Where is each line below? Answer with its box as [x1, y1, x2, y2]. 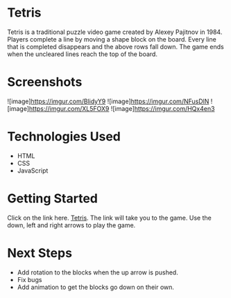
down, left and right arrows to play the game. [7, 220, 136, 229]
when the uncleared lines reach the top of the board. [7, 50, 158, 58]
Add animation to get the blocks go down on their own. [17, 283, 175, 291]
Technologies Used [7, 129, 121, 145]
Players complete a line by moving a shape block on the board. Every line [7, 35, 216, 43]
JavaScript [17, 166, 49, 175]
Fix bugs [17, 275, 42, 283]
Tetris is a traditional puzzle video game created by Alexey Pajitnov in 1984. [7, 28, 223, 36]
